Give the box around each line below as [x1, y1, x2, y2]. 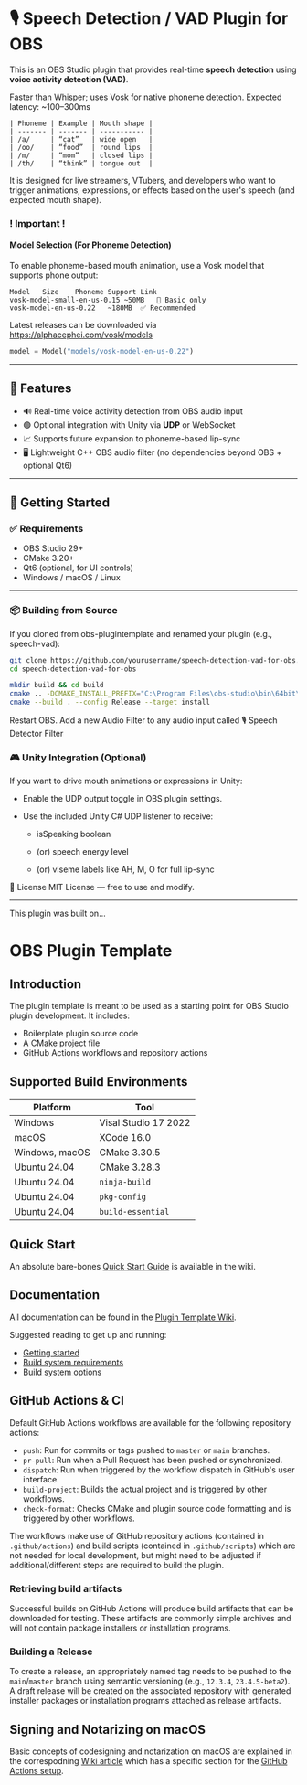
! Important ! [9, 217, 66, 229]
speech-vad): [9, 638, 61, 649]
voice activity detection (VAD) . [9, 73, 129, 84]
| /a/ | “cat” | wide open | [9, 134, 153, 143]
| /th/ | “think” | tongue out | [9, 158, 153, 168]
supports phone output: [9, 270, 99, 281]
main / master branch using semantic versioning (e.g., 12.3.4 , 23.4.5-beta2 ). [9, 1675, 291, 1687]
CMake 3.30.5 [99, 1146, 162, 1159]
